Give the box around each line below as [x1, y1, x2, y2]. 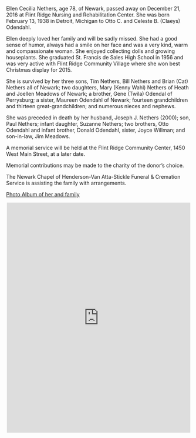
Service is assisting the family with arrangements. [6, 179, 127, 186]
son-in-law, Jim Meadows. [6, 133, 70, 140]
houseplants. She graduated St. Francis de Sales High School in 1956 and [6, 54, 184, 61]
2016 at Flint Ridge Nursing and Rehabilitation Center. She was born [6, 11, 170, 18]
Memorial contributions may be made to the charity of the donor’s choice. [6, 162, 184, 169]
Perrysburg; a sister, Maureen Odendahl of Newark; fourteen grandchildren [6, 96, 188, 103]
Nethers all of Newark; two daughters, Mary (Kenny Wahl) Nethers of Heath [6, 84, 189, 91]
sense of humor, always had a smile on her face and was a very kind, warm [6, 41, 188, 48]
